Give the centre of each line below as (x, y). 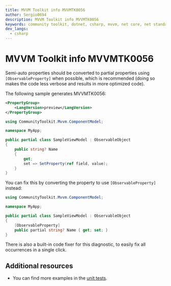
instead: (14, 188)
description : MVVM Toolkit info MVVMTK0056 (52, 19)
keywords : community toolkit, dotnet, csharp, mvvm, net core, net (78, 24)
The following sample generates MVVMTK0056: (56, 93)
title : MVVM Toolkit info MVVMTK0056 (45, 10)
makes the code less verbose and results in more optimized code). (75, 83)
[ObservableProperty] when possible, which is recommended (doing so (80, 78)
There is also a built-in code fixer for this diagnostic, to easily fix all (76, 244)
